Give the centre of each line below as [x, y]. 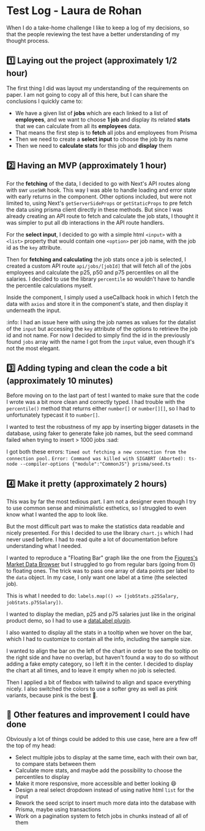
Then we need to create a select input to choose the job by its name [102, 139]
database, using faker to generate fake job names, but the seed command [99, 433]
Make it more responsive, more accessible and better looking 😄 [96, 783]
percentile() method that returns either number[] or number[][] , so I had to [101, 409]
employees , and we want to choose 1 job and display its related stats [103, 120]
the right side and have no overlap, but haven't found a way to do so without [102, 658]
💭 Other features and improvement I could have [98, 715]
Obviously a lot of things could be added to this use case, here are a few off [102, 739]
